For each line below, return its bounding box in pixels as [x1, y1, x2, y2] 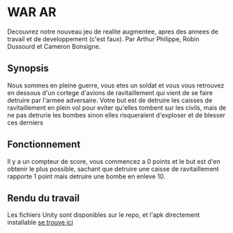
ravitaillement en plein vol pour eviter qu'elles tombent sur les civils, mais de [7, 103, 227, 112]
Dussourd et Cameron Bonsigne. [7, 42, 101, 50]
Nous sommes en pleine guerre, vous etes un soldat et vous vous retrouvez [7, 81, 225, 90]
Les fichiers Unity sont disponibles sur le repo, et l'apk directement [7, 211, 200, 219]
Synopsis [7, 62, 49, 74]
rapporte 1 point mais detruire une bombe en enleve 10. [7, 172, 166, 181]
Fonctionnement [7, 139, 81, 150]
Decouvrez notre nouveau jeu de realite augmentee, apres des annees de [7, 27, 218, 36]
